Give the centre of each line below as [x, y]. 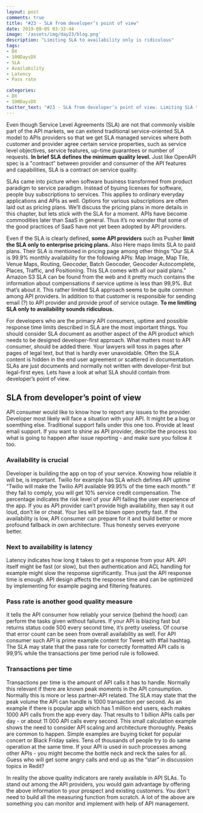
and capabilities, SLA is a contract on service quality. [72, 170]
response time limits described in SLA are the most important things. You [97, 327]
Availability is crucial [37, 460]
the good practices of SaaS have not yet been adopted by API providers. [96, 226]
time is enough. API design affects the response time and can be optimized [100, 580]
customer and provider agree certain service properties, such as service [96, 144]
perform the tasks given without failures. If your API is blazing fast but [93, 621]
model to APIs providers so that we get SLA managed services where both [99, 138]
